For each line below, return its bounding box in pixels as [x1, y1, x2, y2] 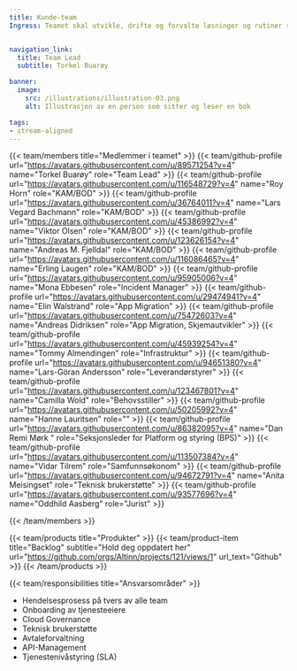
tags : [9, 118, 29, 127]
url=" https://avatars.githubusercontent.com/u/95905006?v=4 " [9, 273, 238, 283]
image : [17, 86, 42, 95]
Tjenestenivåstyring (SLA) [21, 652, 118, 662]
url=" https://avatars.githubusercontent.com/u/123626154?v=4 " [9, 235, 240, 246]
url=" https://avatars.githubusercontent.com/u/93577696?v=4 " [9, 489, 237, 500]
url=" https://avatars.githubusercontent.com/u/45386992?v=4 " [9, 216, 238, 227]
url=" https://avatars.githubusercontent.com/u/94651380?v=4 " [34, 358, 263, 368]
